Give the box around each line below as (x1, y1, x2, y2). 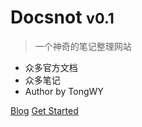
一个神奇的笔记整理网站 (34, 40, 132, 52)
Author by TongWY (24, 85, 104, 97)
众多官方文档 (24, 61, 78, 73)
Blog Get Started (10, 104, 79, 116)
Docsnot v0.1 (10, 6, 115, 29)
